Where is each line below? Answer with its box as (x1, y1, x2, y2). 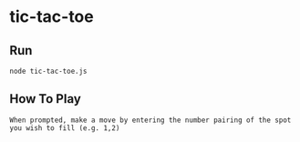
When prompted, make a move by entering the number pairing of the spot (9, 116, 292, 125)
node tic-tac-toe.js (9, 66, 88, 76)
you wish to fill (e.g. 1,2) (9, 123, 120, 133)
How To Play (9, 91, 82, 106)
